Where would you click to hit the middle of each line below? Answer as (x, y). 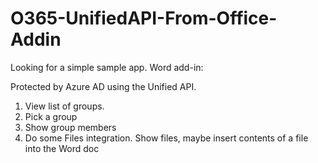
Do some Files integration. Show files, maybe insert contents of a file (166, 138)
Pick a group (51, 116)
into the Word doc (62, 148)
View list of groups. (64, 106)
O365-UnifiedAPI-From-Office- (144, 18)
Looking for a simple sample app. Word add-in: (107, 67)
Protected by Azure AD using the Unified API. (103, 86)
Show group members (70, 127)
